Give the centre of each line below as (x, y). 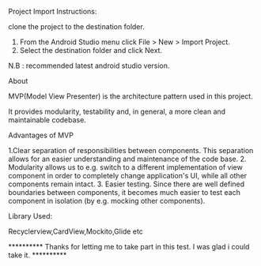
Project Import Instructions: (53, 11)
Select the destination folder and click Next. (91, 50)
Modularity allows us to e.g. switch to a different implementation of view (125, 167)
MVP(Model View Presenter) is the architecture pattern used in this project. (130, 96)
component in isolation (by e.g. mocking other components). (107, 201)
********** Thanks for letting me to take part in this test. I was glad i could (129, 247)
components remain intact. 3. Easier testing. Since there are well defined (127, 184)
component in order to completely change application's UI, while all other (128, 176)
